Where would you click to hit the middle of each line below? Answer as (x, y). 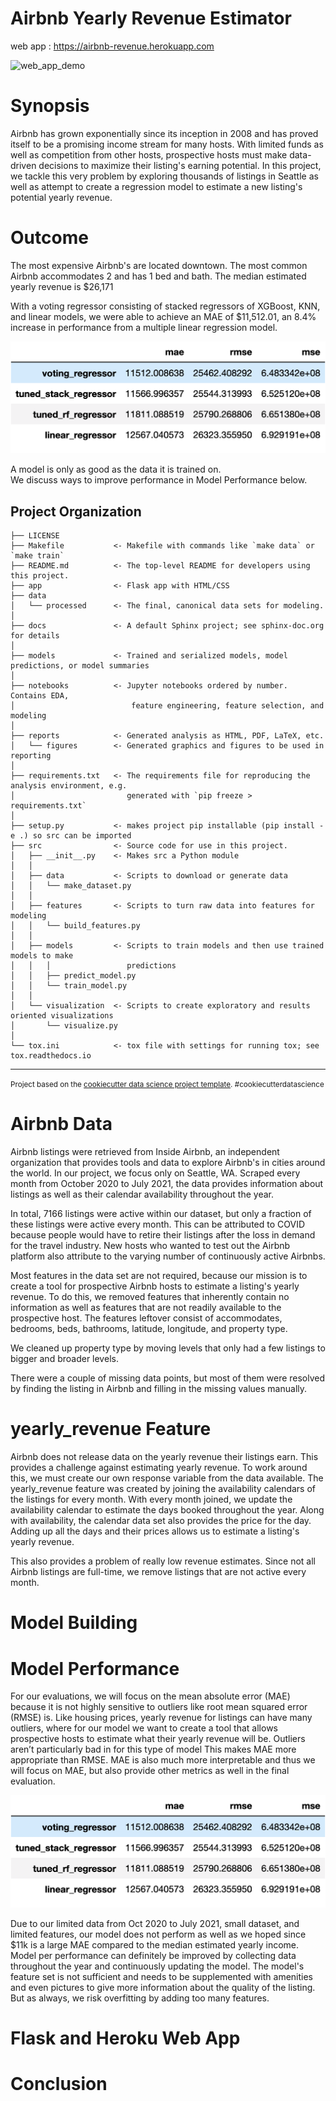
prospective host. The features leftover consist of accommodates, (146, 1318)
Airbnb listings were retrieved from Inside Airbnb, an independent (145, 1152)
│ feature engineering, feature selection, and (167, 706)
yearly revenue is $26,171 (62, 286)
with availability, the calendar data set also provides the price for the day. (161, 1521)
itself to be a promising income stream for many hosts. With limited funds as (167, 144)
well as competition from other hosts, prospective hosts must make (149, 154)
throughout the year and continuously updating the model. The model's (157, 1966)
